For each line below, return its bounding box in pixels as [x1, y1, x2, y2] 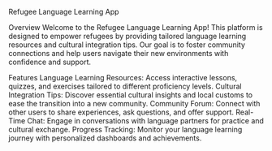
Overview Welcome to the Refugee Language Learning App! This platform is [8, 23, 263, 32]
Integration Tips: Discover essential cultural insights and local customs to [8, 90, 253, 100]
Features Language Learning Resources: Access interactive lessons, [8, 73, 238, 82]
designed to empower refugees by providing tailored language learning [8, 32, 247, 41]
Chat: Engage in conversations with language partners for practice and [27, 116, 264, 125]
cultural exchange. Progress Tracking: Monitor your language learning [8, 125, 243, 134]
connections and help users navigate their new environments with [8, 49, 229, 58]
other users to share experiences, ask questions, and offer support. [8, 107, 234, 117]
